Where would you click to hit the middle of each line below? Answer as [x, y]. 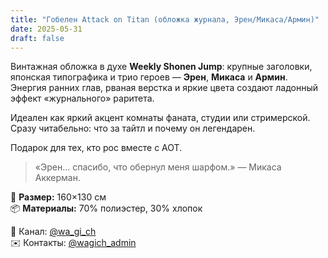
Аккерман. [57, 178]
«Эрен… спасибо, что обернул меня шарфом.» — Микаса [158, 167]
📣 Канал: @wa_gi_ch [53, 232]
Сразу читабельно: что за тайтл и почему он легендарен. [133, 128]
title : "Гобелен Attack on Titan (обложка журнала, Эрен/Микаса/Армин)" [165, 19]
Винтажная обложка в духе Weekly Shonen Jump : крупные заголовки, [161, 67]
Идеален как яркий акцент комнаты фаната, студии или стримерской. [160, 118]
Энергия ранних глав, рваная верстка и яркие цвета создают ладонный [164, 88]
